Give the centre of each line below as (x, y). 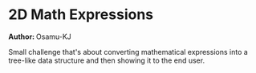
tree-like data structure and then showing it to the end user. (107, 60)
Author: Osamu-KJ (40, 36)
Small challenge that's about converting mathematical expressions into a (128, 52)
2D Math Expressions (81, 15)
